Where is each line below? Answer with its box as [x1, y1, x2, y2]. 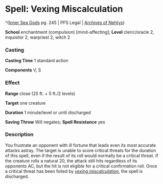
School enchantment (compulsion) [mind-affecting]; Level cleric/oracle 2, [5, 29, 154, 35]
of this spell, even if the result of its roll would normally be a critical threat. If [5, 153, 158, 159]
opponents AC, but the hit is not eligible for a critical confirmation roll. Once [5, 163, 158, 169]
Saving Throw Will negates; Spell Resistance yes [5, 119, 105, 125]
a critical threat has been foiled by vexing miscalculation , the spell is [5, 168, 143, 174]
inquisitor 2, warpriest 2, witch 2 [5, 34, 70, 40]
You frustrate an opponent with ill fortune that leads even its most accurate [5, 142, 156, 148]
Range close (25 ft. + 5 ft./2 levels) [5, 91, 75, 96]
